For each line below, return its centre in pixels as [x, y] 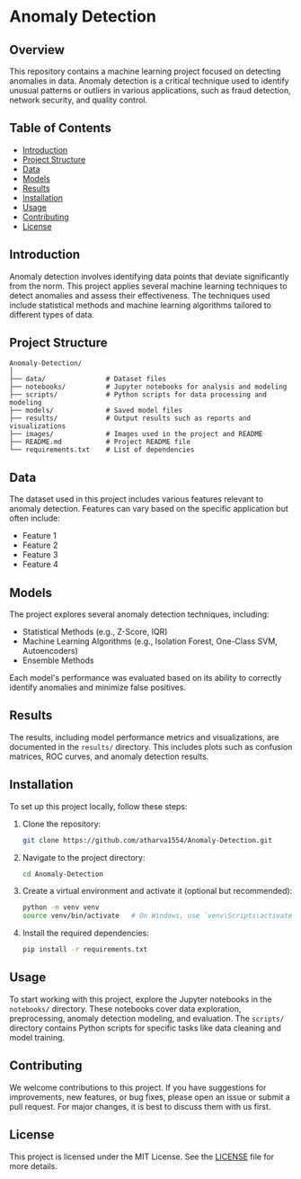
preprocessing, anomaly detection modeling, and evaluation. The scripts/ [147, 1018]
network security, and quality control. [79, 100]
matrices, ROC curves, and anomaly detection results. [109, 756]
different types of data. [52, 314]
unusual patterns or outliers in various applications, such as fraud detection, [150, 90]
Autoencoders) [50, 651]
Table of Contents [61, 128]
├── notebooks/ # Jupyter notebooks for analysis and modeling [148, 387]
